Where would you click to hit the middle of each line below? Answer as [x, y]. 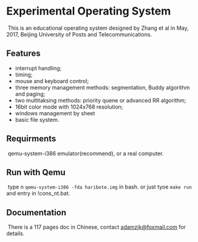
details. [15, 234]
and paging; [30, 94]
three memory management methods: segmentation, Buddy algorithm [102, 87]
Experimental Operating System [89, 11]
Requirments [31, 139]
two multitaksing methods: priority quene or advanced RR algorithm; [101, 100]
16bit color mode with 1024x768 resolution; [69, 107]
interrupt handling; [38, 68]
